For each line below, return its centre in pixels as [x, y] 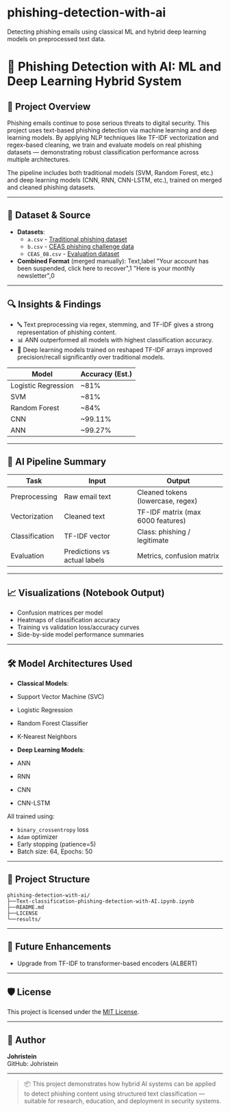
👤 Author [26, 1040]
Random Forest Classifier [52, 723]
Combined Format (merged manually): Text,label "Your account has [113, 261]
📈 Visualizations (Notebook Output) [86, 592]
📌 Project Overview [49, 107]
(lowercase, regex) [167, 501]
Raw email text [88, 497]
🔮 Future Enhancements [59, 947]
